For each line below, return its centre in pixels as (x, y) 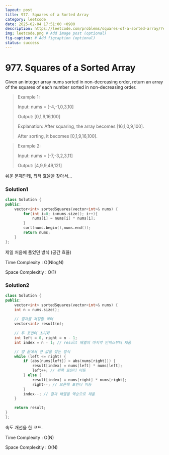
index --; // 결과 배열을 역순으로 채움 (59, 394)
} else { (32, 375)
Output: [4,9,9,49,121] (40, 165)
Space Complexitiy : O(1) (31, 272)
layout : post (19, 10)
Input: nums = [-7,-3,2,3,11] (45, 156)
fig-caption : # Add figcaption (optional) (50, 38)
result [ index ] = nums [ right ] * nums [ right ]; (79, 380)
